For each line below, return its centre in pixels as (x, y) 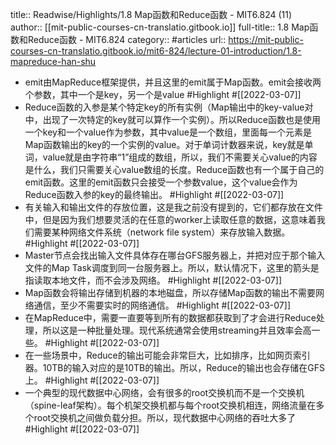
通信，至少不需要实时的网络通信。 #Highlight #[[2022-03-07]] (162, 305)
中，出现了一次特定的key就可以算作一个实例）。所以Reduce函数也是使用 (172, 119)
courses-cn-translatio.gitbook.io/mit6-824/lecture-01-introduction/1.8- (156, 51)
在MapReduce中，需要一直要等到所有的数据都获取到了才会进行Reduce (170, 317)
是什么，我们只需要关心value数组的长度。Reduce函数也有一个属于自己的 (174, 169)
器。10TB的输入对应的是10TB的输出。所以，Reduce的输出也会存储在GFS (174, 367)
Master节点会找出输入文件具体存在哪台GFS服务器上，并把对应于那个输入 (175, 255)
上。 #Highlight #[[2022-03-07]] (92, 380)
